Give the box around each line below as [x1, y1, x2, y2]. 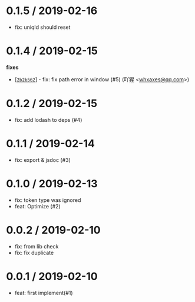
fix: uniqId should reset [14, 24, 71, 31]
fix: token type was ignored [14, 196, 81, 204]
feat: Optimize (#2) [14, 203, 61, 210]
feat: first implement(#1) [14, 289, 73, 296]
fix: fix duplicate [14, 249, 54, 256]
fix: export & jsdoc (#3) [14, 156, 71, 163]
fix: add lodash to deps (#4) [14, 116, 82, 123]
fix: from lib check [14, 243, 59, 250]
